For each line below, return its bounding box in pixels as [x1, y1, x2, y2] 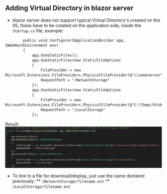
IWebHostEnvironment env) [5, 43, 59, 48]
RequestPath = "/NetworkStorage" [40, 77, 110, 82]
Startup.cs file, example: [12, 27, 64, 34]
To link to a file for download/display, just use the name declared [12, 173, 145, 179]
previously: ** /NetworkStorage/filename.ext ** [12, 178, 110, 184]
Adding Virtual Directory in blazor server [5, 4, 134, 12]
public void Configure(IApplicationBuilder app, [23, 38, 126, 43]
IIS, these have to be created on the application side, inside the [12, 22, 142, 28]
